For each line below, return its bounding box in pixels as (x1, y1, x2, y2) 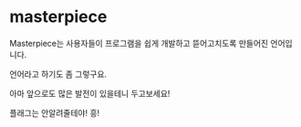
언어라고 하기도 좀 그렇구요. (9, 69, 108, 79)
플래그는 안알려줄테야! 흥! (9, 107, 100, 118)
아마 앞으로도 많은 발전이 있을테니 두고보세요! (9, 88, 171, 99)
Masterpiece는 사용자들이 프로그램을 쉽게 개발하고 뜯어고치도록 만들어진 (9, 37, 269, 48)
